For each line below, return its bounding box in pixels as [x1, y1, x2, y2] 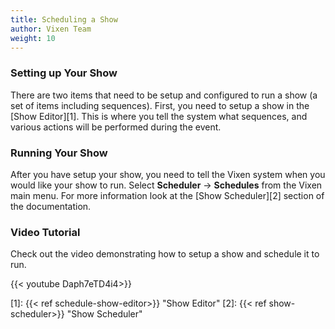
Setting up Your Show [10, 66, 118, 80]
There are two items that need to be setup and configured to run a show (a [10, 89, 318, 101]
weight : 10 [10, 33, 56, 43]
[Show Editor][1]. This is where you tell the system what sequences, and [10, 110, 308, 122]
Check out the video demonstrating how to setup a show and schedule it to [10, 248, 320, 260]
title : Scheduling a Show [10, 14, 118, 25]
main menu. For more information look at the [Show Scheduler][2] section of [10, 189, 325, 201]
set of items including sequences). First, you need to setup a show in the [10, 99, 310, 111]
